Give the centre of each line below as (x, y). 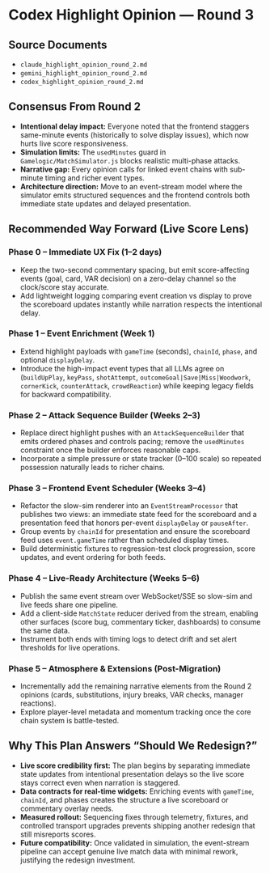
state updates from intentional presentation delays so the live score (132, 773)
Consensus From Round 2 (75, 107)
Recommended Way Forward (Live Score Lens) (129, 229)
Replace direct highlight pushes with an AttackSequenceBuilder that (132, 433)
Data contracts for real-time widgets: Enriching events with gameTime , (137, 791)
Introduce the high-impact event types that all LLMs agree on (122, 368)
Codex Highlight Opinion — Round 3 (131, 15)
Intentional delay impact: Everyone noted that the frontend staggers (135, 126)
